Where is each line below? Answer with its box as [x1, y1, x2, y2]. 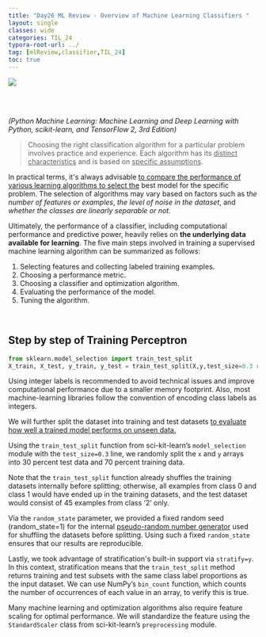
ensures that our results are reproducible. [8, 539, 144, 548]
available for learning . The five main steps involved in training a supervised [8, 238, 256, 247]
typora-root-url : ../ [8, 41, 80, 49]
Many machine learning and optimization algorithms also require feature [8, 603, 243, 612]
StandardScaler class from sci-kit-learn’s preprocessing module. [8, 620, 218, 630]
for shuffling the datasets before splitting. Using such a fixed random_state [8, 530, 251, 540]
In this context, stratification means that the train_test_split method [8, 563, 236, 572]
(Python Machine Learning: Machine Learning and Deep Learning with [8, 116, 239, 125]
